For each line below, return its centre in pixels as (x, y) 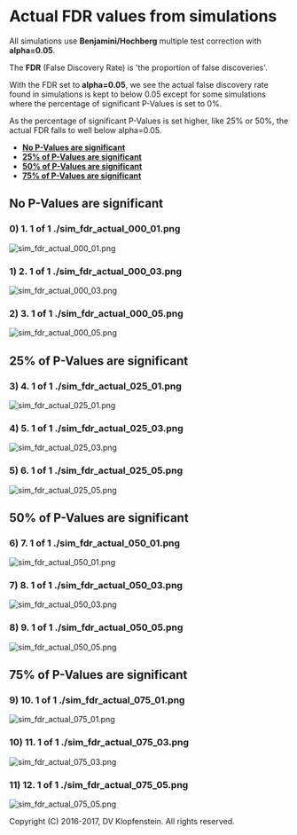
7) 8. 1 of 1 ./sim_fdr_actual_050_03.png (96, 586)
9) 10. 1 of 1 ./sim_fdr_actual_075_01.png (97, 700)
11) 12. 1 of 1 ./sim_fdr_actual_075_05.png (99, 784)
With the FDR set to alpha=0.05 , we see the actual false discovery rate (139, 84)
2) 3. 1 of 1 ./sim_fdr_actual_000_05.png (96, 313)
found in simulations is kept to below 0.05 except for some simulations (137, 94)
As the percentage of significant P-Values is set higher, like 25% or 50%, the (149, 121)
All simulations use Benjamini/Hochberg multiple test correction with (135, 41)
